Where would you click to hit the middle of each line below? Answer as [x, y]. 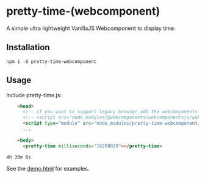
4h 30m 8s [19, 157]
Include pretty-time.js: [34, 95]
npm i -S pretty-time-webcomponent [52, 61]
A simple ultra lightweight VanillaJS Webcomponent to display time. [91, 28]
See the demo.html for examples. [48, 168]
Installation [28, 47]
